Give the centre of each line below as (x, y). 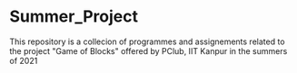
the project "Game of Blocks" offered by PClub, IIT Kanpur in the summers (148, 50)
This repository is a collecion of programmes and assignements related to (147, 41)
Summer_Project (74, 17)
